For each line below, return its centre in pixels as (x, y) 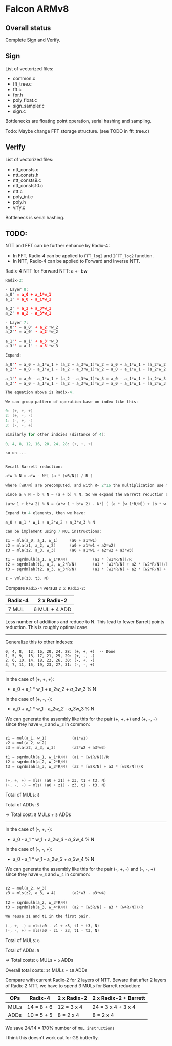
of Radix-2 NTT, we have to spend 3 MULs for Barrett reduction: (73, 985)
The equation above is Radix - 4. (40, 392)
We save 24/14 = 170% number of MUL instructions (60, 1028)
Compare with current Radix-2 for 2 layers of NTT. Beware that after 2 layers (86, 980)
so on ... (16, 453)
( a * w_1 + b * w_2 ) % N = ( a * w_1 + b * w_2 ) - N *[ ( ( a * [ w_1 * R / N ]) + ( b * (83, 504)
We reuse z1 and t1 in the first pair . (48, 916)
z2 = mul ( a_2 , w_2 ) (26, 743)
